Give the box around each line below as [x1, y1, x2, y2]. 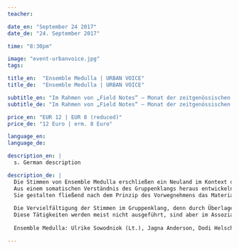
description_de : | [7, 172, 62, 179]
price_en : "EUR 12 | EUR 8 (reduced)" [7, 114, 122, 121]
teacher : [7, 10, 33, 18]
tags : [7, 62, 23, 70]
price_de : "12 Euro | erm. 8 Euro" [7, 120, 113, 128]
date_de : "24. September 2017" [7, 30, 100, 37]
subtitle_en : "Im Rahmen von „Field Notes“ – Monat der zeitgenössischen [7, 94, 231, 101]
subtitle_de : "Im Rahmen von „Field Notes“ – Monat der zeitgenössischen [7, 101, 231, 108]
